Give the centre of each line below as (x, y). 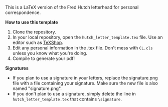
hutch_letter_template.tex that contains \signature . (67, 99)
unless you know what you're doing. (50, 53)
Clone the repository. (34, 32)
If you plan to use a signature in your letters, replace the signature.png (85, 78)
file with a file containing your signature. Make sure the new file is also (85, 83)
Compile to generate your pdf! (44, 58)
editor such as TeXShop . (38, 42)
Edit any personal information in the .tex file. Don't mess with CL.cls (82, 48)
